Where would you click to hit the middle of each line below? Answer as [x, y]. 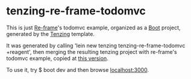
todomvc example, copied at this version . [57, 58]
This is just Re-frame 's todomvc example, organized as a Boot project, [93, 28]
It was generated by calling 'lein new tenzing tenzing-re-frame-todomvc [96, 45]
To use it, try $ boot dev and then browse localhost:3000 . [78, 69]
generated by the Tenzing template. [51, 34]
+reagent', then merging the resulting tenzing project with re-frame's [92, 51]
